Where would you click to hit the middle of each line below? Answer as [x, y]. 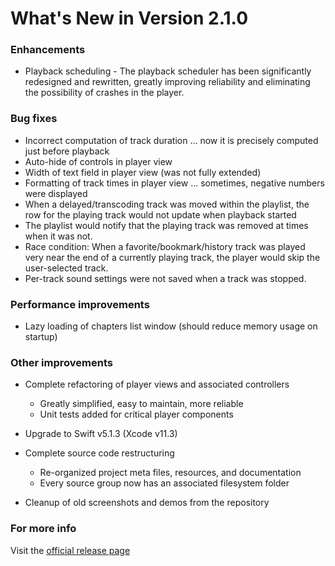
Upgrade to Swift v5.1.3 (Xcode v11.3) [101, 434]
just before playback [67, 151]
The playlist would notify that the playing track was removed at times [166, 225]
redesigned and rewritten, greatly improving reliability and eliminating [167, 82]
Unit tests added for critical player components [136, 414]
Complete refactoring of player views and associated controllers [157, 384]
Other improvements [61, 362]
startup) [41, 337]
